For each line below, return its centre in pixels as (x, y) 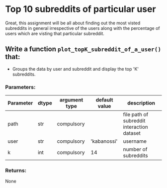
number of (135, 149)
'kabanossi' (104, 141)
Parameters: (20, 87)
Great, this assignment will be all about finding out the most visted (73, 23)
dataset (132, 133)
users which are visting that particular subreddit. (55, 33)
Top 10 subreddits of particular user (81, 9)
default (104, 100)
